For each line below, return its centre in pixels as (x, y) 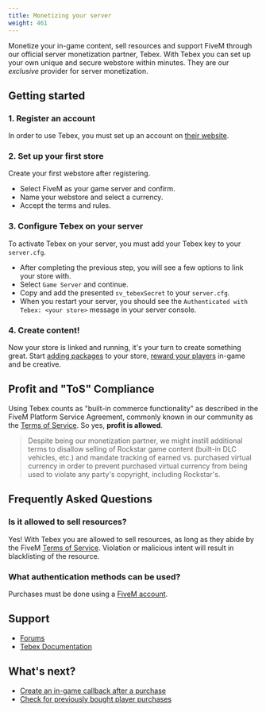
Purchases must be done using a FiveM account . (88, 594)
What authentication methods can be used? (94, 576)
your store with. (45, 275)
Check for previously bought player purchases (96, 699)
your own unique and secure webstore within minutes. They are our (119, 62)
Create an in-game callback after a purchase (93, 691)
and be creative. (35, 364)
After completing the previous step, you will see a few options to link (131, 267)
